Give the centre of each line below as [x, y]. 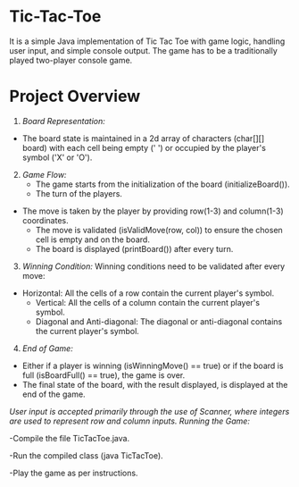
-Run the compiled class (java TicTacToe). [86, 455]
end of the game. [54, 394]
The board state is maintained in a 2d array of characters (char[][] [143, 138]
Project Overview [75, 97]
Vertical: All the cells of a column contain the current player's [148, 302]
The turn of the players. [79, 193]
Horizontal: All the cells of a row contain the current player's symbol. [148, 293]
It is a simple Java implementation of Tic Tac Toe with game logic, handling [147, 41]
